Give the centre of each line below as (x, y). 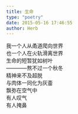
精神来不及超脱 (24, 75)
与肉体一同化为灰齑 (30, 83)
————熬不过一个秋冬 (35, 68)
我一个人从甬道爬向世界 (35, 46)
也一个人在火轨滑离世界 (35, 53)
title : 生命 (20, 12)
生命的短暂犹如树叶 (30, 61)
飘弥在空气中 (22, 90)
